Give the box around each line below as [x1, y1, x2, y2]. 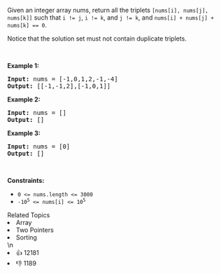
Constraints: [7, 177, 45, 184]
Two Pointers [16, 226, 54, 234]
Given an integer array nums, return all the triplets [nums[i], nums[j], [7, 6, 208, 14]
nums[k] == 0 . [7, 21, 47, 29]
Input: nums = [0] [7, 143, 71, 150]
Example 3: [7, 129, 41, 137]
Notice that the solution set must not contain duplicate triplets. [7, 34, 187, 43]
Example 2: [7, 95, 41, 104]
